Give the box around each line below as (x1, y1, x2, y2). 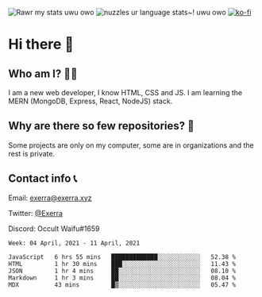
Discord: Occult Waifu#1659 (8, 223, 100, 233)
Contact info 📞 (8, 172, 78, 186)
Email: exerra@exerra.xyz (8, 193, 93, 202)
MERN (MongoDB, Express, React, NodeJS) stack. (8, 96, 173, 106)
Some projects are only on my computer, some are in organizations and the (8, 140, 254, 150)
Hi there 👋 (8, 36, 74, 53)
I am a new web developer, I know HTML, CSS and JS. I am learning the (8, 88, 243, 97)
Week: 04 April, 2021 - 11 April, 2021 (8, 239, 141, 247)
